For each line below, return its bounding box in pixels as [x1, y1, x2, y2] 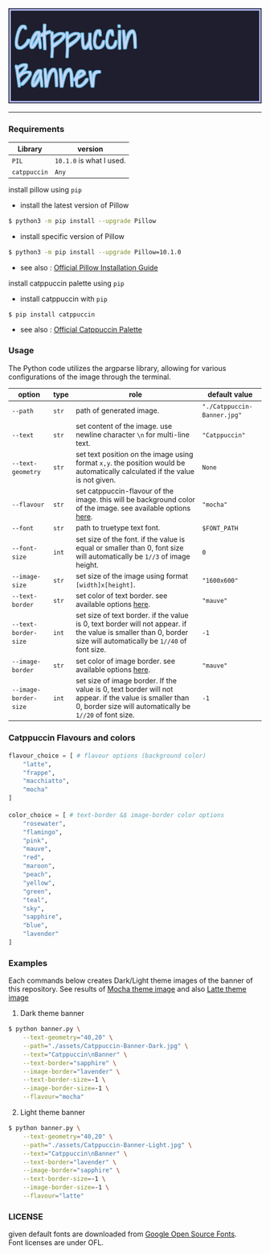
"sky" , [22, 905, 45, 913]
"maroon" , [22, 862, 56, 870]
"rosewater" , [22, 819, 67, 827]
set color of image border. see [76, 656, 175, 666]
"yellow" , [22, 879, 56, 887]
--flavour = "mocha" [22, 1093, 84, 1101]
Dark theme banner [19, 1009, 84, 1018]
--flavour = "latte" [22, 1192, 84, 1200]
